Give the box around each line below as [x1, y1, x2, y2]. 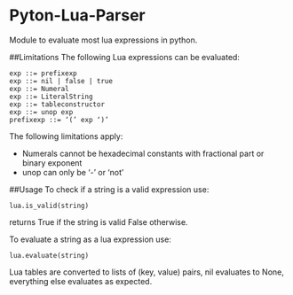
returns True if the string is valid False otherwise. [9, 216, 188, 227]
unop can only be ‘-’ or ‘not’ [21, 167, 124, 177]
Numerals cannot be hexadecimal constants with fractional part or [21, 148, 265, 159]
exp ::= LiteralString [9, 92, 93, 101]
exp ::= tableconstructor [9, 99, 105, 109]
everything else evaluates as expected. [9, 276, 153, 286]
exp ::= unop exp [9, 107, 74, 116]
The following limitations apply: [9, 130, 123, 142]
